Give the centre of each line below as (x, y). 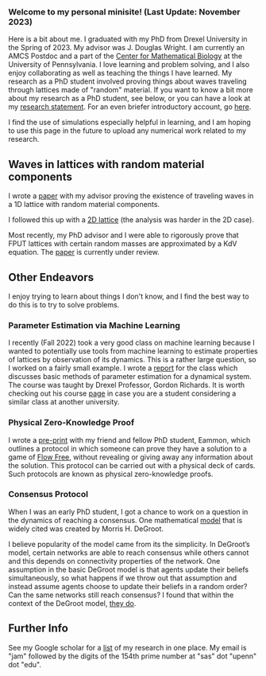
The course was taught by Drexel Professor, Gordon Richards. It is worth (127, 385)
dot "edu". (25, 664)
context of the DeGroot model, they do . (72, 603)
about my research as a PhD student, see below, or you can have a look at (129, 99)
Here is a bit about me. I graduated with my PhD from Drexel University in (128, 39)
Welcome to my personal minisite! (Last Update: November (124, 12)
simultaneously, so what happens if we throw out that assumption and (123, 578)
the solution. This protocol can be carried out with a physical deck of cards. (132, 465)
